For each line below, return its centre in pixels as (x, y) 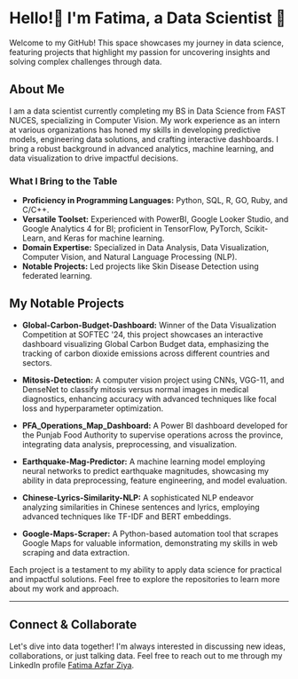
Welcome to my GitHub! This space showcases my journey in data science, (146, 43)
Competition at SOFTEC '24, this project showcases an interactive (142, 334)
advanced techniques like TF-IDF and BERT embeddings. (127, 516)
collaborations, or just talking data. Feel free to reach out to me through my (146, 655)
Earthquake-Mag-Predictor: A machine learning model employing (144, 462)
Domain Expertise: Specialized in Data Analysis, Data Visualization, (145, 248)
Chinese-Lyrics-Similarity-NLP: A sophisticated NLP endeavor (138, 497)
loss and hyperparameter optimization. (93, 408)
